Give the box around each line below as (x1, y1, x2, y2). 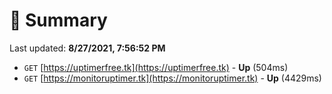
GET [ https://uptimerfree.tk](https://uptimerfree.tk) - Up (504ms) (23, 61, 289, 73)
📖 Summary (9, 9, 108, 32)
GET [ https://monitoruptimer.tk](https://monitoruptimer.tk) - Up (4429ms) (23, 72, 322, 84)
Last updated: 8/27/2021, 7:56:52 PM (9, 42, 166, 54)
